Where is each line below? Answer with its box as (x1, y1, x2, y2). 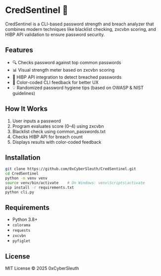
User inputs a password (12, 118, 61, 124)
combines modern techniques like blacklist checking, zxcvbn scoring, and (5, 26, 156, 32)
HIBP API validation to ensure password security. (5, 31, 105, 37)
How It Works (5, 104, 48, 113)
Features (5, 46, 33, 54)
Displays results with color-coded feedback (12, 139, 102, 145)
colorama (12, 223, 31, 228)
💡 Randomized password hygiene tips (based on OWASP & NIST (12, 85, 144, 91)
